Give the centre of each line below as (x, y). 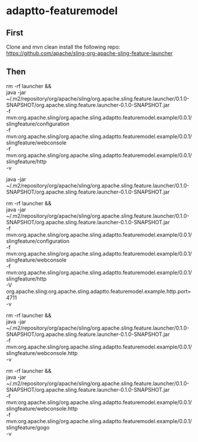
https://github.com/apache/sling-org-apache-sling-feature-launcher (90, 53)
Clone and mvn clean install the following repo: (63, 47)
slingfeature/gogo (28, 427)
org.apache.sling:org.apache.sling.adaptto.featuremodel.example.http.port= (99, 291)
